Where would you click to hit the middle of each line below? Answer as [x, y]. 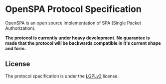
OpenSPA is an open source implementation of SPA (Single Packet [73, 23]
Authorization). [20, 28]
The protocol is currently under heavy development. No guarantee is [78, 38]
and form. [16, 48]
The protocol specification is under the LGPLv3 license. [62, 76]
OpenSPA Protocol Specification [74, 9]
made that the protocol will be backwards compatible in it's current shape [83, 43]
